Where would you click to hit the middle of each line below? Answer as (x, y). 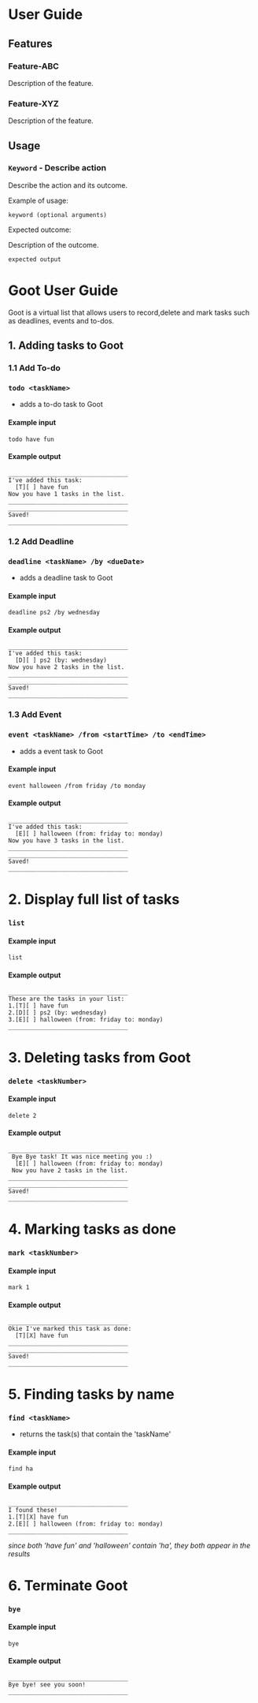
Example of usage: (39, 200)
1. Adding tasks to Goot (66, 346)
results (19, 1554)
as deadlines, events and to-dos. (61, 320)
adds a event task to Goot (61, 751)
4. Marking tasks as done (92, 1229)
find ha (21, 1469)
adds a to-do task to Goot (61, 405)
